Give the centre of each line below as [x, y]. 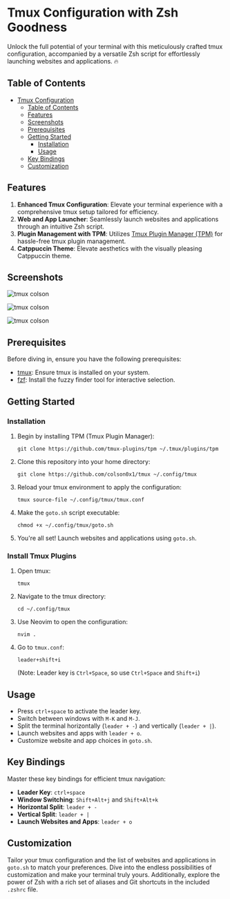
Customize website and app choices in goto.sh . [85, 740]
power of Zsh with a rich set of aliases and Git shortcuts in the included [108, 882]
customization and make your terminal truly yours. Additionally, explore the [114, 874]
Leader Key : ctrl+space [51, 792]
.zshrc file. [23, 889]
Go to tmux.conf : [40, 648]
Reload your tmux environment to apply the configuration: [99, 487]
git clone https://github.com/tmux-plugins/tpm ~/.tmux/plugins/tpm [118, 449]
